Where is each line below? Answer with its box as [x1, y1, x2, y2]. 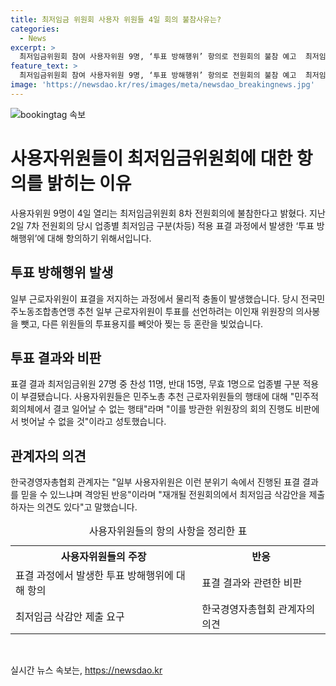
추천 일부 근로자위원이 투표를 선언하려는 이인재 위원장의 [76, 305, 294, 317]
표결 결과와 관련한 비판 [201, 576, 303, 590]
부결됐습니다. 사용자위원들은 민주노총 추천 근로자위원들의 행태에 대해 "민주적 [20, 391, 319, 403]
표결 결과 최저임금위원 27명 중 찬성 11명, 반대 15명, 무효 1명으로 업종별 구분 [10, 378, 301, 390]
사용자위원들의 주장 [60, 550, 147, 564]
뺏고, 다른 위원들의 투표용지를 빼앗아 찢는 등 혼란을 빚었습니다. [20, 317, 264, 330]
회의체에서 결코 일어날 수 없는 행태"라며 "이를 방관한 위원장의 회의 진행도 [10, 403, 293, 415]
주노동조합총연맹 [10, 305, 76, 317]
